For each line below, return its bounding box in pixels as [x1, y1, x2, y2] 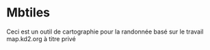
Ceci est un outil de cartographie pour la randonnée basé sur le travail [6, 27, 204, 36]
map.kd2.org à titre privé [6, 34, 76, 42]
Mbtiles [6, 5, 51, 21]
